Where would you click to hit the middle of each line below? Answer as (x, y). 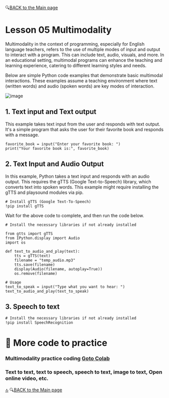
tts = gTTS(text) (33, 256)
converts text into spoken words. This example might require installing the (82, 187)
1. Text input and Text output (51, 112)
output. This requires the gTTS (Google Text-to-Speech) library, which (78, 181)
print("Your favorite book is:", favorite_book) (57, 148)
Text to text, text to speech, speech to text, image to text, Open (84, 372)
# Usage (13, 282)
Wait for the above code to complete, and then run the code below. (75, 215)
